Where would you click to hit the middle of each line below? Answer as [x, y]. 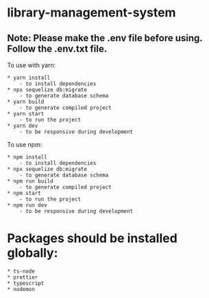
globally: [33, 253]
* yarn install [29, 78]
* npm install [27, 157]
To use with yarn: [32, 65]
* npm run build [30, 181]
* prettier [23, 277]
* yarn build [26, 102]
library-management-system [91, 13]
